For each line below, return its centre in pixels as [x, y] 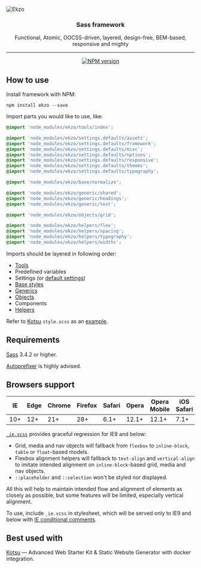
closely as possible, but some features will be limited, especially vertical [95, 495]
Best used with [34, 538]
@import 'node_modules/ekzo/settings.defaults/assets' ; [77, 138]
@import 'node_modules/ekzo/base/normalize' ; [64, 182]
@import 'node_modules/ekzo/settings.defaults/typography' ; [83, 171]
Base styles [29, 284]
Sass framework [100, 24]
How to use [28, 80]
